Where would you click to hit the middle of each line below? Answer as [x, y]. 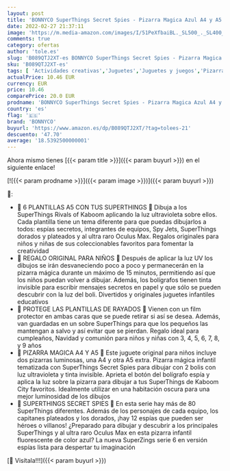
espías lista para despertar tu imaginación [76, 447]
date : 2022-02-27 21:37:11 [46, 26]
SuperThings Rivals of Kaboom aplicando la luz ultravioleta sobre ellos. [117, 215]
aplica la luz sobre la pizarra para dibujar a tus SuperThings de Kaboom [118, 382]
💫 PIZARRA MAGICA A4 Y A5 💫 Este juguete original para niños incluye [117, 353]
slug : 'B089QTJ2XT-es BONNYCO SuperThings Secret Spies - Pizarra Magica [115, 58]
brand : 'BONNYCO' [32, 122]
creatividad [33, 251]
